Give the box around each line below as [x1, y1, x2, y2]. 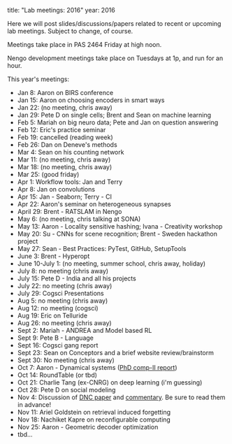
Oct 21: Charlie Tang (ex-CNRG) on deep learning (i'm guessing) [17, 378, 203, 387]
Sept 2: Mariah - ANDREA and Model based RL [17, 327, 152, 334]
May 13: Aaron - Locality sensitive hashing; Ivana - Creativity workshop [17, 222, 223, 230]
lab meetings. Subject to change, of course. [7, 27, 133, 35]
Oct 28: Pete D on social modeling [17, 386, 116, 394]
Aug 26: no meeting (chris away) [17, 319, 112, 327]
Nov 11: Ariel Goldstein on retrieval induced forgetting [17, 408, 171, 416]
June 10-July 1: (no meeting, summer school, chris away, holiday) [17, 259, 206, 268]
